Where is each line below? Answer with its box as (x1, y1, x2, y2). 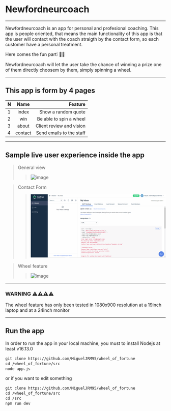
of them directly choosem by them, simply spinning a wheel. (5, 67, 132, 73)
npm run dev (5, 401, 31, 406)
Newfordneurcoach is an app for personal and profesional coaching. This (5, 25, 159, 31)
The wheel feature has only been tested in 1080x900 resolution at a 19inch (5, 302, 162, 308)
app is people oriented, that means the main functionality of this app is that (5, 31, 163, 37)
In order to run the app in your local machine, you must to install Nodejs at (5, 340, 160, 346)
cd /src (5, 396, 22, 401)
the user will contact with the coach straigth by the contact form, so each (5, 36, 159, 42)
